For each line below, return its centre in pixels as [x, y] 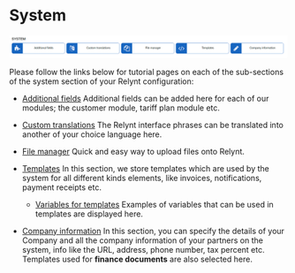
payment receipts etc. [61, 187]
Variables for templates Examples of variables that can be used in [154, 204]
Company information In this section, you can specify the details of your [153, 231]
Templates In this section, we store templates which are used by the [145, 168]
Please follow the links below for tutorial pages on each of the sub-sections [147, 72]
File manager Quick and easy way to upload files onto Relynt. [133, 151]
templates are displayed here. [89, 214]
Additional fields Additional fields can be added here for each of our [145, 98]
